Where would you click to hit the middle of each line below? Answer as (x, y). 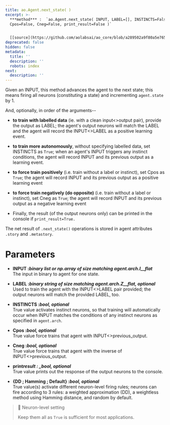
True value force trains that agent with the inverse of (67, 351)
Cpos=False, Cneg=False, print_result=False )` (61, 24)
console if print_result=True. (44, 219)
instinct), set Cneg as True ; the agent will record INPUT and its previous (87, 198)
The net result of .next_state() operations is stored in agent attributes (79, 229)
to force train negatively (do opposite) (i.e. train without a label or (81, 193)
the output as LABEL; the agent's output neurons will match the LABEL (86, 126)
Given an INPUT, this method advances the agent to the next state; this (79, 90)
